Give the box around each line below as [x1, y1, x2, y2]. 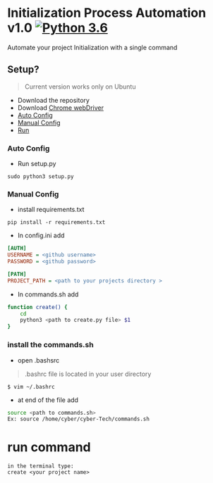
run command [7, 439, 91, 456]
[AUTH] [7, 245, 27, 252]
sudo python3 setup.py [7, 173, 74, 180]
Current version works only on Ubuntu [24, 82, 136, 91]
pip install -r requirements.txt [7, 219, 106, 226]
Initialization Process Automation [7, 5, 207, 21]
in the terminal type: [7, 463, 74, 470]
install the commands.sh [7, 340, 94, 350]
